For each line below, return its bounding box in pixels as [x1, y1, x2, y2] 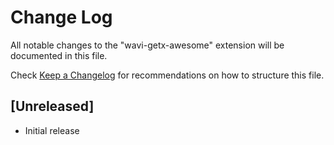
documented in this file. [10, 49, 108, 61]
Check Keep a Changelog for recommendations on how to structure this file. [10, 69, 325, 81]
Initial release [24, 124, 80, 136]
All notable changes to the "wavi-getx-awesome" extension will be [10, 39, 285, 51]
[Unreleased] [10, 98, 95, 115]
